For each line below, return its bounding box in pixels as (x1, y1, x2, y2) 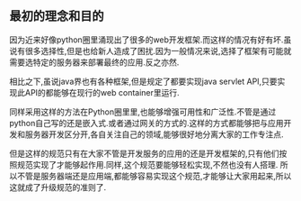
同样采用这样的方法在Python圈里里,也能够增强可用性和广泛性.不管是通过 (9, 106, 277, 117)
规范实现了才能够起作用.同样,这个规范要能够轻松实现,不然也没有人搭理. (16, 159, 279, 169)
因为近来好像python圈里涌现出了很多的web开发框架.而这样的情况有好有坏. (9, 34, 284, 45)
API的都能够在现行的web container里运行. (24, 87, 180, 97)
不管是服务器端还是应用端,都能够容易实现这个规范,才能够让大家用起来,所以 (16, 170, 292, 181)
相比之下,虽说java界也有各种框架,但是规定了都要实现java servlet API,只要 (9, 76, 278, 87)
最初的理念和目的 (9, 8, 104, 24)
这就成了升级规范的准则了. (9, 181, 107, 192)
